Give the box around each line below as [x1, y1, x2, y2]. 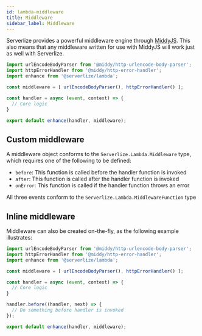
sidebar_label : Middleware [6, 20, 75, 26]
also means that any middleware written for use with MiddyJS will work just [6, 43, 195, 51]
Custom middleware [6, 134, 85, 145]
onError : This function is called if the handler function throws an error [15, 182, 190, 189]
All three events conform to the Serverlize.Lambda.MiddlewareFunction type [6, 193, 197, 201]
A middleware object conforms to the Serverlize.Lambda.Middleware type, [6, 151, 192, 158]
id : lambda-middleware [6, 9, 64, 15]
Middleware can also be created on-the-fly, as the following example [6, 227, 179, 235]
